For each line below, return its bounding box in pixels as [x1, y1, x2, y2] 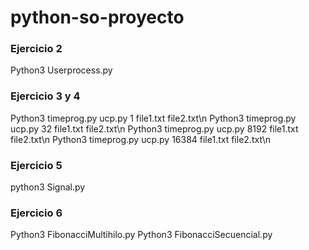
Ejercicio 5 [10, 158, 63, 172]
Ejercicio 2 [10, 42, 63, 56]
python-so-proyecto [10, 6, 185, 29]
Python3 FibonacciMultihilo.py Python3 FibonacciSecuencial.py [10, 229, 273, 241]
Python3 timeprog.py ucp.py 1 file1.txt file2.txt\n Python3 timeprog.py [10, 112, 297, 124]
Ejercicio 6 [10, 206, 63, 220]
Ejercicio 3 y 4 [10, 89, 81, 103]
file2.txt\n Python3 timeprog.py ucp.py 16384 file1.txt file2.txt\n [10, 133, 272, 145]
